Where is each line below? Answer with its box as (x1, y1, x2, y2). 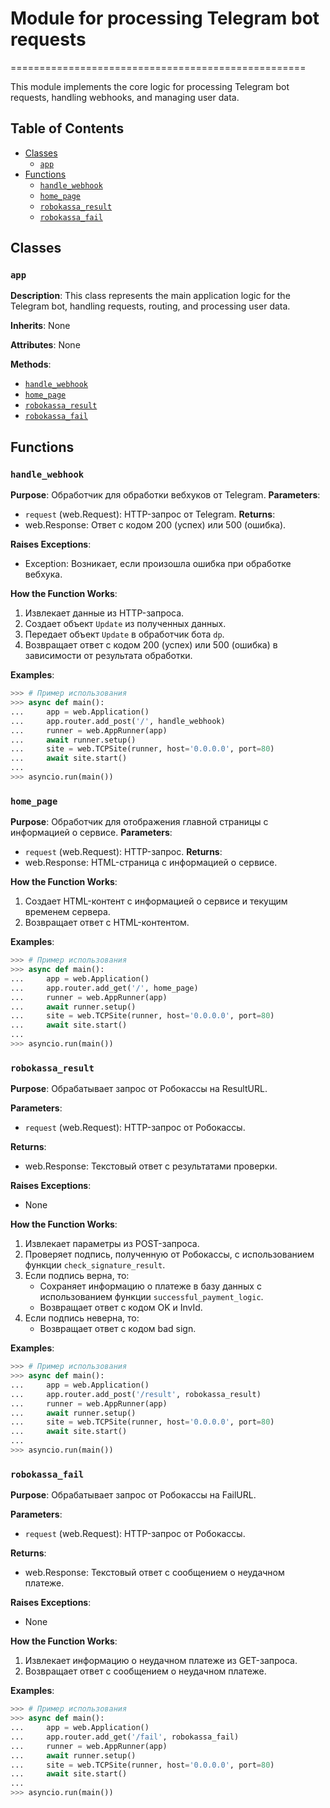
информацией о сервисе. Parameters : (10, 827, 173, 839)
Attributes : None (10, 339, 81, 351)
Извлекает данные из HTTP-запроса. (24, 607, 185, 619)
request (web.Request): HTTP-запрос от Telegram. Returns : (24, 508, 276, 521)
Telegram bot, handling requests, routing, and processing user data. (10, 300, 291, 312)
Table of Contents (10, 120, 125, 137)
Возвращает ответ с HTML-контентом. (24, 917, 190, 929)
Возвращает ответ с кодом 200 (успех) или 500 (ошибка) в (24, 639, 278, 651)
